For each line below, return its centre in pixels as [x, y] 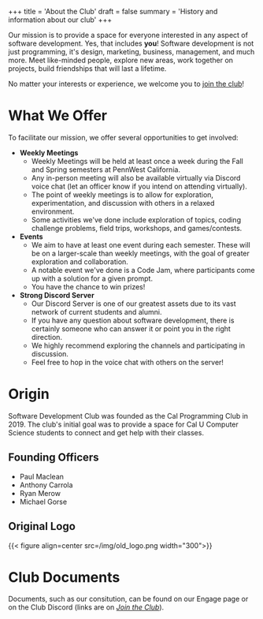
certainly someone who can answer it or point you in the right [131, 328]
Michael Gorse [43, 502]
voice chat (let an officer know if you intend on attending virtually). [139, 186]
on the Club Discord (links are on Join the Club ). [86, 607]
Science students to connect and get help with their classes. [106, 432]
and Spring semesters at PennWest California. [106, 170]
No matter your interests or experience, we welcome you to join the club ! [126, 84]
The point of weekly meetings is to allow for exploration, [122, 194]
